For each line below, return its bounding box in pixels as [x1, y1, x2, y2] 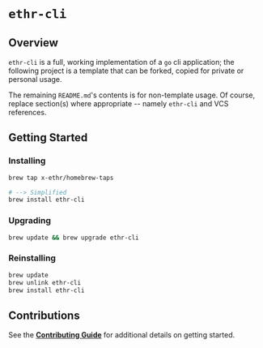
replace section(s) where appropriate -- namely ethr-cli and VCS [8, 99, 229, 108]
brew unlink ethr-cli [8, 278, 82, 286]
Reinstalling [8, 252, 57, 264]
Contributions [8, 308, 80, 322]
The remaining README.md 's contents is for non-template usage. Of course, [8, 90, 256, 100]
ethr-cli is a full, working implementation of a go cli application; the [8, 58, 235, 67]
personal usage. [8, 75, 62, 84]
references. [8, 108, 47, 117]
